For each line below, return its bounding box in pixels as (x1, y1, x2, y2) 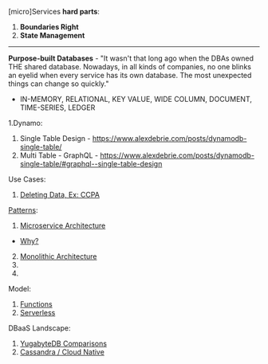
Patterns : (8, 205, 38, 214)
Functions (19, 299, 53, 309)
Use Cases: (8, 174, 46, 184)
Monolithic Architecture (19, 252, 97, 261)
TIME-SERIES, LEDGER (19, 103, 96, 112)
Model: (8, 284, 32, 293)
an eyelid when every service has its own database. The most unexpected (8, 71, 252, 80)
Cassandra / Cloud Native (19, 347, 105, 357)
